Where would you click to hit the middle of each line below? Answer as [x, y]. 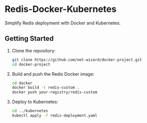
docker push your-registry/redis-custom [54, 92]
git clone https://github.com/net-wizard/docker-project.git [77, 60]
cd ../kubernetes [30, 111]
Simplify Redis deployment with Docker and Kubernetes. [63, 23]
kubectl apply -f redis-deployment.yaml [54, 116]
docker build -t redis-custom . [45, 88]
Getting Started [29, 39]
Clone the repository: [34, 50]
